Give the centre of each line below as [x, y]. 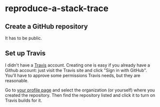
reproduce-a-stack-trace [57, 9]
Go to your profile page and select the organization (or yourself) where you [80, 90]
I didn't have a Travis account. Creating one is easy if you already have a [78, 65]
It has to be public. [24, 38]
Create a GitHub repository [47, 27]
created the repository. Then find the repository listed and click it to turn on [80, 95]
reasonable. [17, 80]
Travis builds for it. [24, 100]
